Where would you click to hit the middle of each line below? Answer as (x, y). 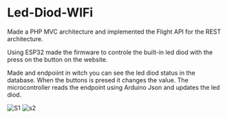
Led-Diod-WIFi (50, 13)
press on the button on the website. (57, 59)
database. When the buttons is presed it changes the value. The (98, 80)
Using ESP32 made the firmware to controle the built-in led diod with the (110, 52)
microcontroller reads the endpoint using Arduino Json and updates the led (113, 87)
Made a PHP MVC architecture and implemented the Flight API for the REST (114, 32)
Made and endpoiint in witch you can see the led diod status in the (101, 73)
